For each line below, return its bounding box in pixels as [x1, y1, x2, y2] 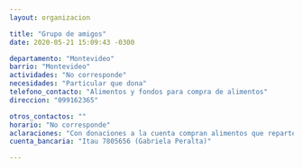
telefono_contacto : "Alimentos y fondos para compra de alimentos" [9, 87, 269, 96]
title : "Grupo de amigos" [9, 29, 106, 39]
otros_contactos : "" [9, 111, 87, 121]
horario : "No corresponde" [9, 120, 111, 129]
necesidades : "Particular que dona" [9, 79, 147, 88]
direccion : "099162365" [9, 95, 99, 104]
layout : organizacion [9, 13, 91, 22]
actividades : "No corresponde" [9, 71, 127, 80]
